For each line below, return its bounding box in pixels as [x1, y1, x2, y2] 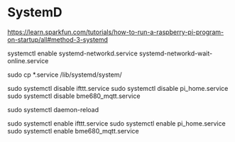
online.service [7, 56, 49, 65]
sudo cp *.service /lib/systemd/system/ [7, 70, 122, 79]
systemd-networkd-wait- [138, 49, 213, 58]
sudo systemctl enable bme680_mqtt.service [7, 126, 140, 135]
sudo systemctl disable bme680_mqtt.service [7, 92, 141, 100]
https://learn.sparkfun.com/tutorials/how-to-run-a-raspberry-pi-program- [7, 28, 224, 36]
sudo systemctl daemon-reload [7, 105, 99, 114]
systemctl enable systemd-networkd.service [7, 49, 138, 58]
